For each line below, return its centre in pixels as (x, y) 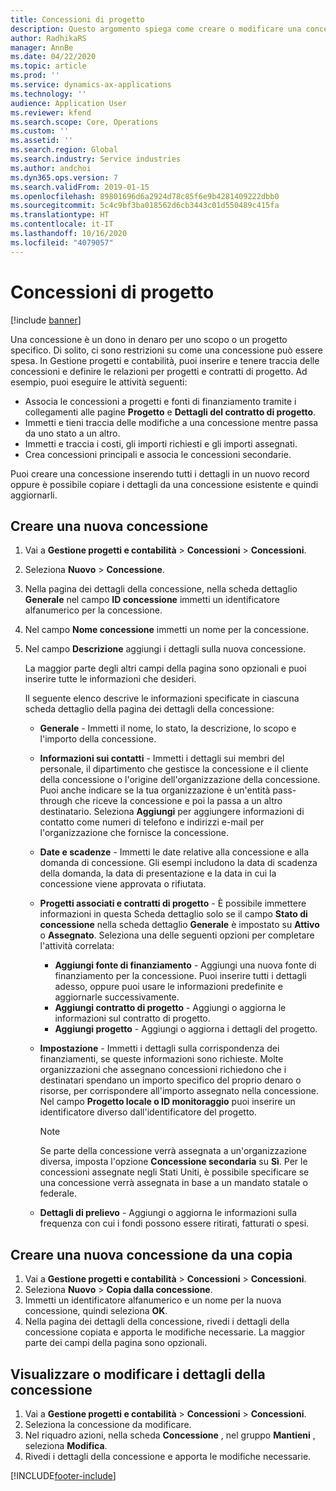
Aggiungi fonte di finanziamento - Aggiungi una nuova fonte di (185, 965)
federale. (58, 1193)
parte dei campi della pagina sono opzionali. (116, 1343)
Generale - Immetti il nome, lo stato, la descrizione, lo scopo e (168, 728)
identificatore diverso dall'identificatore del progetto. (148, 1112)
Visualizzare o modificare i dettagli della (138, 1374)
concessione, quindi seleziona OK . (96, 1311)
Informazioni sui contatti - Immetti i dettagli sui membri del (162, 758)
